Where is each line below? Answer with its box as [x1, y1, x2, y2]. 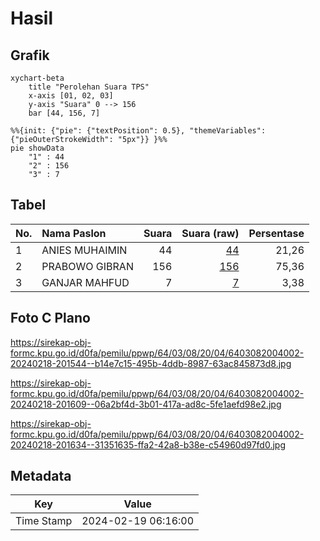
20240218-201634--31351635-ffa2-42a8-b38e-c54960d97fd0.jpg [10, 438, 286, 451]
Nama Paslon [41, 226, 107, 240]
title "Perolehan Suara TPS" [28, 82, 150, 92]
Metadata [10, 468, 72, 485]
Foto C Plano [10, 310, 91, 327]
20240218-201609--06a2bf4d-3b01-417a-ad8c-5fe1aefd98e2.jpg [10, 398, 282, 410]
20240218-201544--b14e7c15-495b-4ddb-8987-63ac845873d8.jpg [10, 357, 292, 369]
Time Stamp [15, 514, 73, 528]
